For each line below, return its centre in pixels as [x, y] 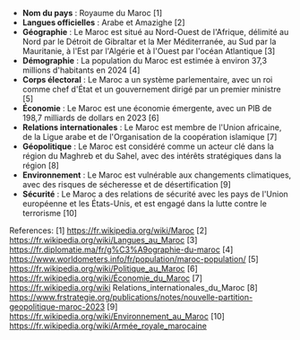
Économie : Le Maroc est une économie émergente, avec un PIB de [147, 108]
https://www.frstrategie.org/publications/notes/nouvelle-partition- [131, 297]
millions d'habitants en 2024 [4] [81, 70]
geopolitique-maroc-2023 [57, 307]
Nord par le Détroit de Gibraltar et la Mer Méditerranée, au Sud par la [149, 41]
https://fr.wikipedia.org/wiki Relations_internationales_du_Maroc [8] [133, 288]
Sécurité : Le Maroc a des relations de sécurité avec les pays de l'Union [155, 194]
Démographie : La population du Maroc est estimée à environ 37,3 [144, 61]
